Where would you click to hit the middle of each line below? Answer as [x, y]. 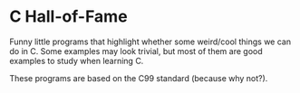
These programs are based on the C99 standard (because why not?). [139, 78]
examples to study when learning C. [77, 60]
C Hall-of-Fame [69, 17]
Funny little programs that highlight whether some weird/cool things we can [150, 42]
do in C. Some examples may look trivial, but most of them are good [136, 51]
